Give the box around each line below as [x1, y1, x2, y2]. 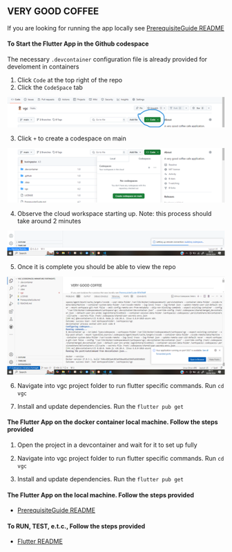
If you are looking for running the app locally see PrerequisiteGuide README [7, 24, 224, 32]
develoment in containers [7, 62, 79, 71]
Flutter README [17, 537, 64, 546]
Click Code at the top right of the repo [17, 76, 123, 84]
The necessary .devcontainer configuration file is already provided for [7, 55, 208, 64]
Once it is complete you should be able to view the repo [17, 263, 176, 271]
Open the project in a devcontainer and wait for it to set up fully [17, 441, 198, 449]
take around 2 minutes [17, 217, 81, 225]
